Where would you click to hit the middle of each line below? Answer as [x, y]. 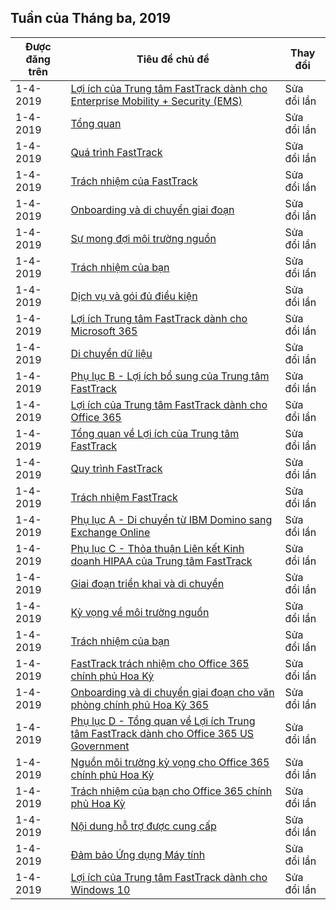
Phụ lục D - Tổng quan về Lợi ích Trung [163, 721]
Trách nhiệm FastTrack [124, 497]
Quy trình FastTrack [116, 468]
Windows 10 [100, 889]
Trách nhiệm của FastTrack [134, 181]
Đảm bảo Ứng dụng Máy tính [138, 854]
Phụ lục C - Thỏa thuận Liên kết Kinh [157, 548]
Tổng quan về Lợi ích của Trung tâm [155, 433]
